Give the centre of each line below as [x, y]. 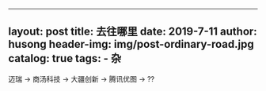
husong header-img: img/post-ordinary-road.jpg [131, 44]
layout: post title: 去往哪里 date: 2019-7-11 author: [133, 32]
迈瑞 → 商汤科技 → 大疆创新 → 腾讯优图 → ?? [82, 78]
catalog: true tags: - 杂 [65, 58]
